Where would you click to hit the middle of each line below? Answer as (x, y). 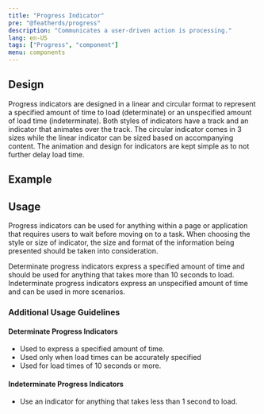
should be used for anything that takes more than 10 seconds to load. (121, 275)
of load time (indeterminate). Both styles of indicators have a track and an (128, 121)
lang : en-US (28, 38)
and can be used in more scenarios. (67, 292)
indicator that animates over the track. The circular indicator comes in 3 (125, 129)
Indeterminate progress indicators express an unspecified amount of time (128, 284)
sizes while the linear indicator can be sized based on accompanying (121, 137)
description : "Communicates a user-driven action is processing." (120, 30)
